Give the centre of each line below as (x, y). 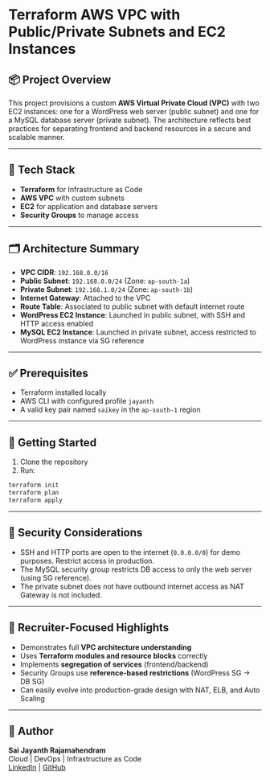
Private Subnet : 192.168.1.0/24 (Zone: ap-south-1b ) (106, 289)
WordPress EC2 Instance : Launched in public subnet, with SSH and (133, 314)
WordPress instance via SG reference (82, 340)
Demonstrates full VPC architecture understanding (106, 647)
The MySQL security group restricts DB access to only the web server (136, 569)
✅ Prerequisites (48, 374)
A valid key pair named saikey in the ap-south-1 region (110, 410)
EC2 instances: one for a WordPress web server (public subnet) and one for (134, 111)
